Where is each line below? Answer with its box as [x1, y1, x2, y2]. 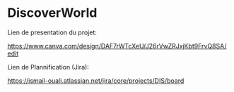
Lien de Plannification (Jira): [7, 63, 90, 71]
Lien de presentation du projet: [7, 28, 97, 37]
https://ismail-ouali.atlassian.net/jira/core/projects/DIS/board [7, 76, 185, 85]
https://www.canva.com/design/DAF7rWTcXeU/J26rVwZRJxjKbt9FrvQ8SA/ [7, 41, 227, 50]
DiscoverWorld [7, 5, 98, 21]
